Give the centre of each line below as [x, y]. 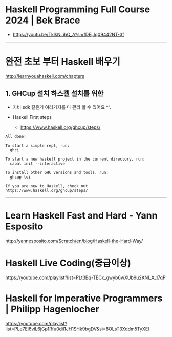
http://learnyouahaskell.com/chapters [45, 76]
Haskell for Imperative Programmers [84, 298]
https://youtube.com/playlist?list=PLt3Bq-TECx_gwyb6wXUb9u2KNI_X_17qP [85, 277]
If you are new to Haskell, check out [47, 186]
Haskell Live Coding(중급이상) [68, 263]
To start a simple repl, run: [38, 145]
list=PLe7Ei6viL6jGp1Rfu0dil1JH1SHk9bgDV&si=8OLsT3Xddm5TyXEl [77, 329]
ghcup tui [20, 177]
